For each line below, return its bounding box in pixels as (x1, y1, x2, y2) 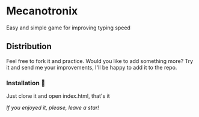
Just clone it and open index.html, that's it (6, 92, 110, 100)
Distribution (6, 41, 52, 52)
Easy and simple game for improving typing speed (6, 24, 131, 31)
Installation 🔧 (6, 79, 46, 87)
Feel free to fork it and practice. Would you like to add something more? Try (6, 57, 194, 64)
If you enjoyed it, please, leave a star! (6, 104, 99, 112)
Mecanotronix (6, 4, 78, 18)
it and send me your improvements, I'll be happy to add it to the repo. (6, 64, 177, 71)
